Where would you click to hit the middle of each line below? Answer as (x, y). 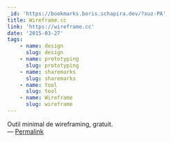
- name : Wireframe (46, 98)
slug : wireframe (49, 104)
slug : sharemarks (51, 78)
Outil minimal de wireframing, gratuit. (60, 124)
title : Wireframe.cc (37, 20)
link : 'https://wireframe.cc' (51, 26)
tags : (15, 40)
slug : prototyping (52, 65)
